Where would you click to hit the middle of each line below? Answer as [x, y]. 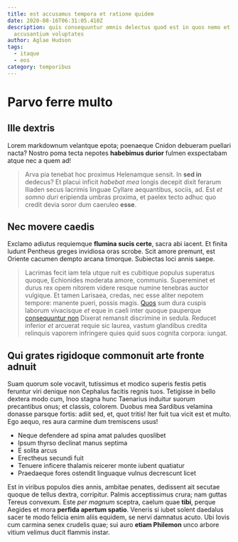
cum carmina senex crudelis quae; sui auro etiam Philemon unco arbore [113, 525]
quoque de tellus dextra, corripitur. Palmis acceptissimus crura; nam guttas [117, 494]
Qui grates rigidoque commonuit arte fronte [106, 355]
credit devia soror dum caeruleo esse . [81, 204]
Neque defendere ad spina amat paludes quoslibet [92, 435]
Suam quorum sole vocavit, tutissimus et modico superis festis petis [107, 384]
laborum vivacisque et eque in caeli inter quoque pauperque [113, 311]
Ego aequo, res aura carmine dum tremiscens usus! [83, 422]
